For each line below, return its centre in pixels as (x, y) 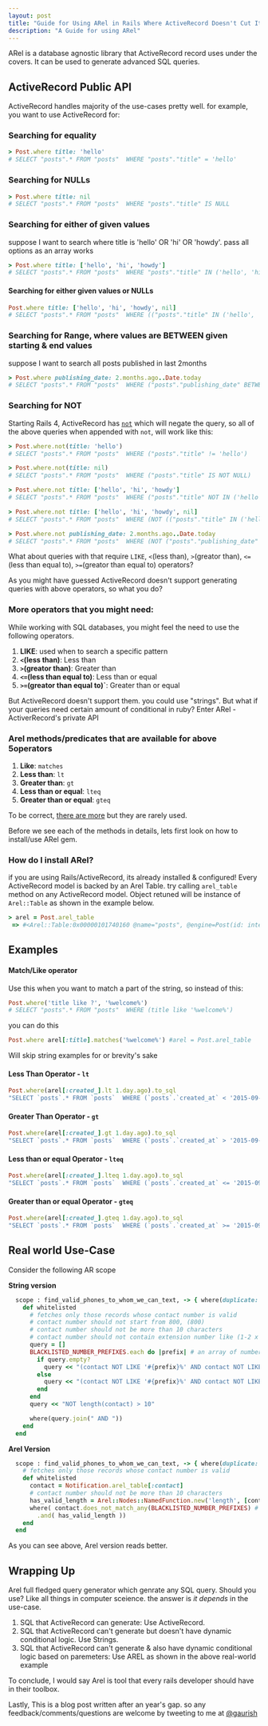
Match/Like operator (43, 970)
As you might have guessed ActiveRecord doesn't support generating (123, 580)
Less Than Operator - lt (49, 1074)
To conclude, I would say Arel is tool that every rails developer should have (131, 1680)
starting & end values (51, 346)
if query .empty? (64, 1360)
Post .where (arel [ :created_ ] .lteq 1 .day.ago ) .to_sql (96, 1176)
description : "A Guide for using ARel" (75, 30)
